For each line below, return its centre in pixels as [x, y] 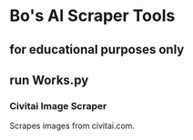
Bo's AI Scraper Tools [92, 16]
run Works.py [49, 80]
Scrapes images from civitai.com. [72, 126]
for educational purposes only [97, 50]
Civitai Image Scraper [58, 105]
